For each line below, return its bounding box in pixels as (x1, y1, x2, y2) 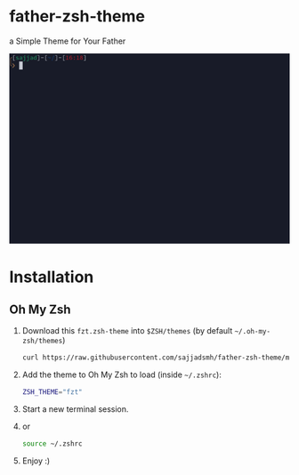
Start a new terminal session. (21, 404, 129, 415)
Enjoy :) (21, 455, 51, 466)
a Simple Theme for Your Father (9, 36, 126, 46)
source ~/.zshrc (21, 439, 83, 448)
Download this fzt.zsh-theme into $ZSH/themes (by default (21, 326, 233, 336)
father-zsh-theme (9, 6, 145, 27)
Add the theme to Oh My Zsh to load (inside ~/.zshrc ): (21, 369, 222, 380)
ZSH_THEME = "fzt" (21, 388, 83, 397)
